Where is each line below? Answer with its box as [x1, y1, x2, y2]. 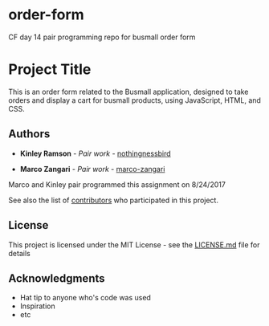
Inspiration [19, 301, 55, 311]
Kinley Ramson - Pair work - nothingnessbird [19, 149, 171, 158]
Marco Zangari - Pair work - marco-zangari [19, 164, 165, 173]
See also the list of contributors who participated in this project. [8, 195, 219, 205]
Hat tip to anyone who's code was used [19, 293, 151, 303]
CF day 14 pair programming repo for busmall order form [8, 32, 196, 42]
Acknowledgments [8, 271, 106, 285]
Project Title [8, 60, 92, 79]
